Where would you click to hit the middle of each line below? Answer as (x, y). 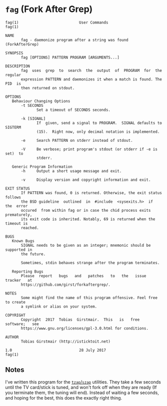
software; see (22, 324)
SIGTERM (13, 127)
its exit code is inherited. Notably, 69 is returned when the (88, 219)
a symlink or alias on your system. (59, 306)
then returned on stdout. (48, 88)
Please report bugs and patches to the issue (83, 276)
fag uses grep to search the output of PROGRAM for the (91, 70)
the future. (33, 254)
